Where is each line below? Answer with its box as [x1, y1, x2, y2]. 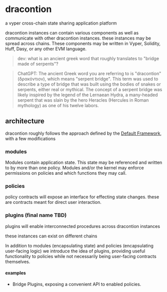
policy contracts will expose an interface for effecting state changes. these [5, 194, 159, 200]
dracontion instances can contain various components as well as [5, 30, 139, 36]
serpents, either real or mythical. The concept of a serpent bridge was [17, 86, 162, 92]
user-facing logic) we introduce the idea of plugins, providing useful [5, 248, 145, 254]
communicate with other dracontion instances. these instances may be [5, 35, 151, 41]
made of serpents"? [17, 61, 58, 67]
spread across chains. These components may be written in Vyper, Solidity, [5, 40, 161, 46]
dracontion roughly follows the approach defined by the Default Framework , [5, 130, 162, 136]
